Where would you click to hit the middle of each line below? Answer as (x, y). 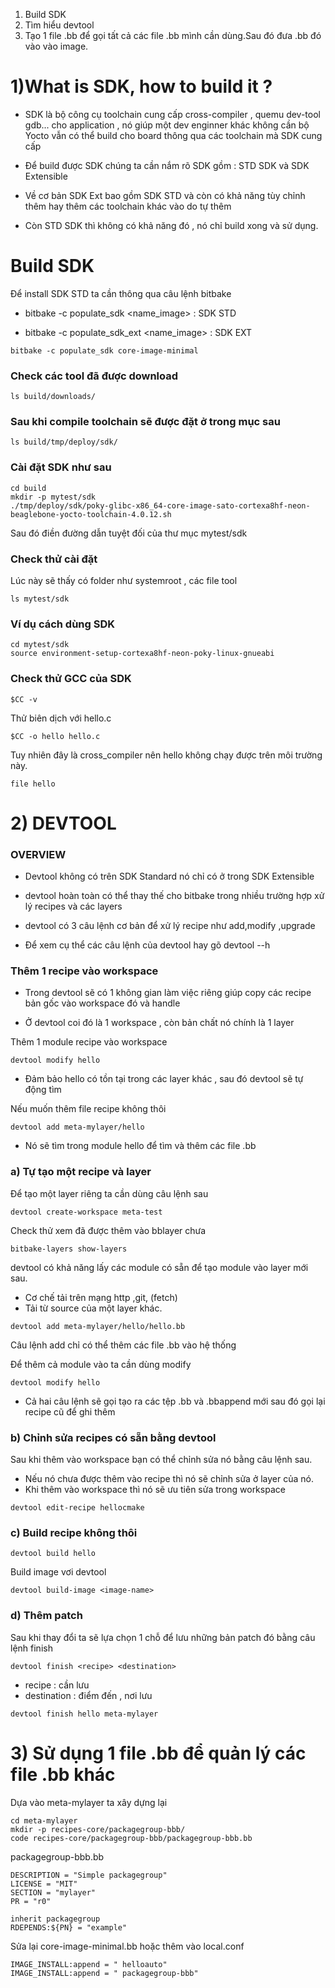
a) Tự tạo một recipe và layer (81, 1172)
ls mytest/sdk (40, 599)
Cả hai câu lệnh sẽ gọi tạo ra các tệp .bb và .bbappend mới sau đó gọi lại (175, 1401)
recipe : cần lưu (57, 1685)
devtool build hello (53, 1554)
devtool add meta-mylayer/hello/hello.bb (98, 1326)
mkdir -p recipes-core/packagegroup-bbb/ (98, 1829)
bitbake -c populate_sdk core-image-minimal (104, 350)
